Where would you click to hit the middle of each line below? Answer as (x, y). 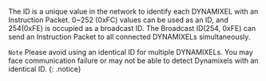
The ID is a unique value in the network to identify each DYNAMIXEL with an (133, 12)
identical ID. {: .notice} (45, 69)
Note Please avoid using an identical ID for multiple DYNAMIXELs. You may (131, 52)
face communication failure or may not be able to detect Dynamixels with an (133, 60)
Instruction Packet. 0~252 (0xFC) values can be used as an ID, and (119, 20)
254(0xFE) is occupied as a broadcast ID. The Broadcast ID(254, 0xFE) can (132, 28)
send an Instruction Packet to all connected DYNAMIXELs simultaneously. (129, 37)
